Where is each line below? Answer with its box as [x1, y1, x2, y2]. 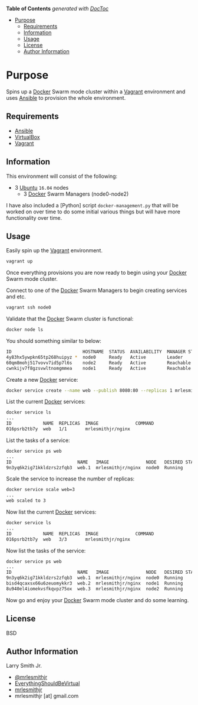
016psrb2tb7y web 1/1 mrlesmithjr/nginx [6, 426, 131, 432]
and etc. [6, 293, 27, 300]
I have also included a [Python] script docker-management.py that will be [6, 202, 179, 209]
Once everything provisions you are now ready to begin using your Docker [6, 269, 187, 277]
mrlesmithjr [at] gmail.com [14, 693, 79, 700]
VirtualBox [14, 133, 40, 141]
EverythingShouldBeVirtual [14, 680, 80, 687]
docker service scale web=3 [6, 487, 75, 493]
